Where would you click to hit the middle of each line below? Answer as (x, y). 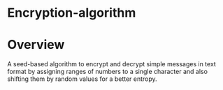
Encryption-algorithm (72, 13)
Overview (36, 45)
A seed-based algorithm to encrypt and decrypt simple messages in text (112, 64)
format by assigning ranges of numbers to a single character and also (108, 72)
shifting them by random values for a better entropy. (82, 79)
